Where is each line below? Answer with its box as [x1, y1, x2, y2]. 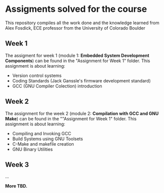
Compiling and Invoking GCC [12, 130, 72, 136]
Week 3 [5, 160, 29, 169]
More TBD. [5, 183, 28, 189]
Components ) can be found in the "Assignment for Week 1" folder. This [5, 58, 151, 64]
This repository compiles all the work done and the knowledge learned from [5, 20, 160, 26]
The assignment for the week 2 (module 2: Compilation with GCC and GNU [5, 110, 159, 116]
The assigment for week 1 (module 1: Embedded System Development [5, 52, 150, 58]
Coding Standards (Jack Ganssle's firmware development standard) [12, 77, 151, 83]
